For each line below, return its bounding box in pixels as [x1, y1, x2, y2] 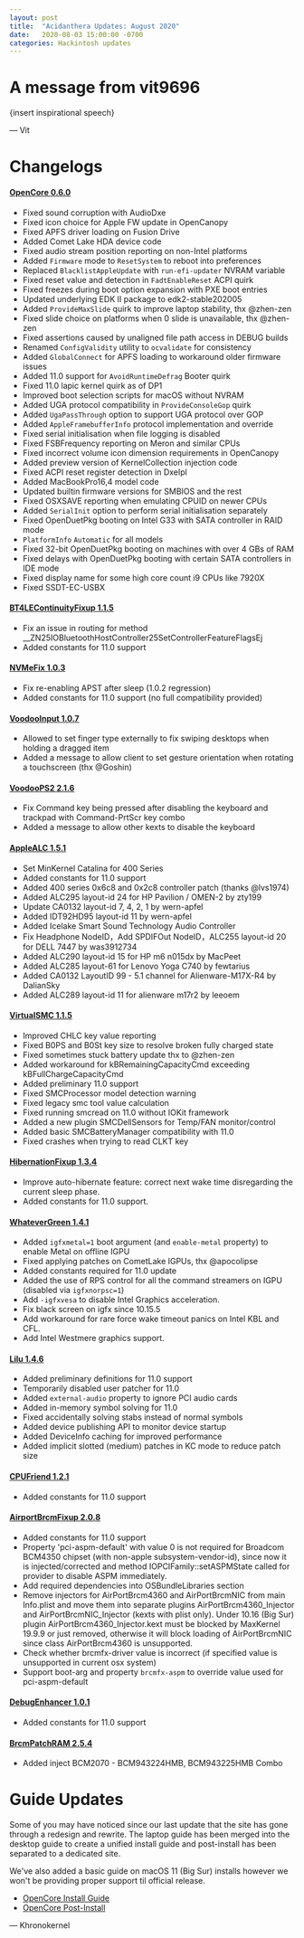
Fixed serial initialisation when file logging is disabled [22, 428, 221, 439]
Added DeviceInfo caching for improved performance [22, 1431, 223, 1442]
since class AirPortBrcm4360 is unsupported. [22, 1638, 193, 1649]
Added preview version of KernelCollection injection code [22, 457, 238, 468]
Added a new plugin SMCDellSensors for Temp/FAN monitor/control [22, 1116, 276, 1127]
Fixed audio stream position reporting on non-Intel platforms [22, 245, 248, 256]
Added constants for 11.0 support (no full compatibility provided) [22, 692, 263, 703]
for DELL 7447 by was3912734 [22, 941, 138, 952]
